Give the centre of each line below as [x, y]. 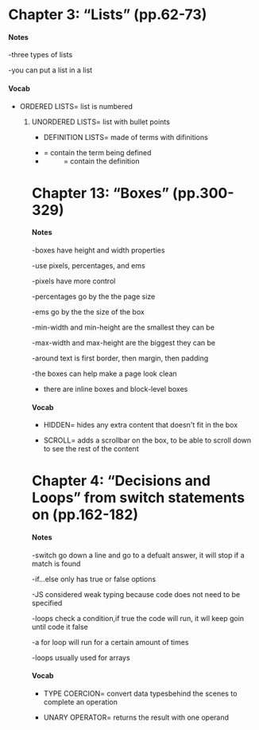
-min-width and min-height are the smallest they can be [123, 327]
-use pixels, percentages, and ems [88, 265]
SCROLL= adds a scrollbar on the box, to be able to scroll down [147, 440]
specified [47, 603]
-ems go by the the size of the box [88, 311]
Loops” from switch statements [138, 498]
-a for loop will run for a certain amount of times [110, 642]
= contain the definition [101, 161]
